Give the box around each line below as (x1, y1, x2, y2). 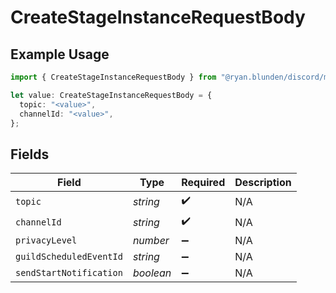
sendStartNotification (15, 267, 123, 279)
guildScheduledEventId (15, 251, 123, 263)
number (132, 234, 170, 248)
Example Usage (10, 46, 110, 63)
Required (181, 176, 226, 190)
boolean (132, 266, 172, 280)
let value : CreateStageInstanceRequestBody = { (10, 90, 213, 100)
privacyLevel (15, 235, 78, 246)
